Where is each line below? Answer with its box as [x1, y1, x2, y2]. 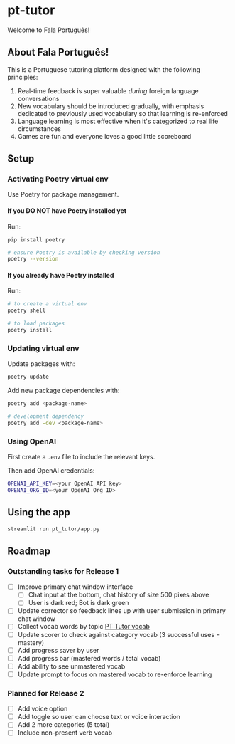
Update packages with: [7, 360, 75, 368]
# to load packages [7, 320, 65, 328]
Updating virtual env [7, 343, 80, 353]
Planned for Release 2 [7, 688, 84, 698]
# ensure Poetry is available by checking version [7, 248, 160, 256]
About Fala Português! [7, 46, 109, 58]
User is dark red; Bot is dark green [28, 599, 129, 607]
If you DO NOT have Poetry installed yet [7, 206, 126, 215]
